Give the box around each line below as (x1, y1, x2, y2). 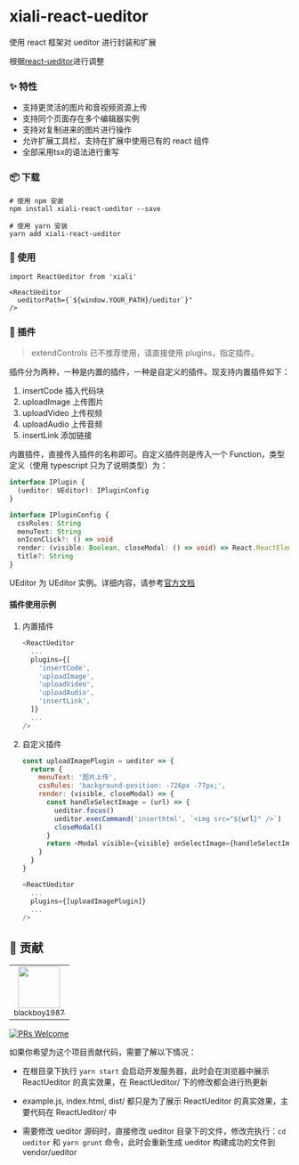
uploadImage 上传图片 (21, 396, 104, 407)
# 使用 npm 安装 (9, 196, 64, 206)
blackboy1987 (13, 1008, 65, 1018)
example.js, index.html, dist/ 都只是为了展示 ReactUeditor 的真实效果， (21, 1096, 281, 1106)
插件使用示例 (9, 599, 56, 610)
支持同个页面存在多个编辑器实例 (21, 113, 140, 124)
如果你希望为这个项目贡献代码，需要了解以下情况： (9, 1047, 197, 1057)
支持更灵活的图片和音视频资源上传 (21, 102, 148, 113)
